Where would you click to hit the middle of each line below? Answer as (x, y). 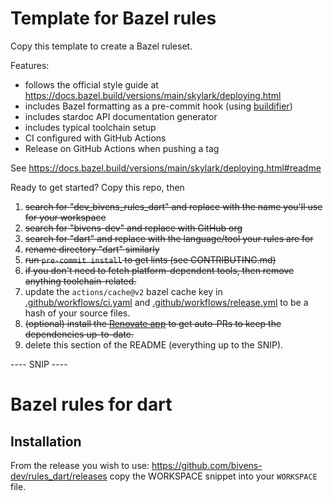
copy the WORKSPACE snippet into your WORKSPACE (213, 476)
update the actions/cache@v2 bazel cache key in (123, 291)
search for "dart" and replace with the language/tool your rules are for (169, 238)
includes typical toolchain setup (90, 127)
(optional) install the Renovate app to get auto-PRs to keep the (153, 323)
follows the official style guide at (91, 84)
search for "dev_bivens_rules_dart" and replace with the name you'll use (173, 206)
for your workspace (65, 217)
